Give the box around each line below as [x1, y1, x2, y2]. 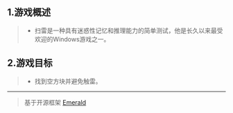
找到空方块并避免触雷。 [34, 77, 102, 85]
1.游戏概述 [7, 6, 51, 19]
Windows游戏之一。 [53, 35, 110, 43]
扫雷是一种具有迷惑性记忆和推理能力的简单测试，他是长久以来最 [34, 26, 217, 35]
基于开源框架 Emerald [24, 98, 87, 106]
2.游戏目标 [7, 58, 53, 69]
